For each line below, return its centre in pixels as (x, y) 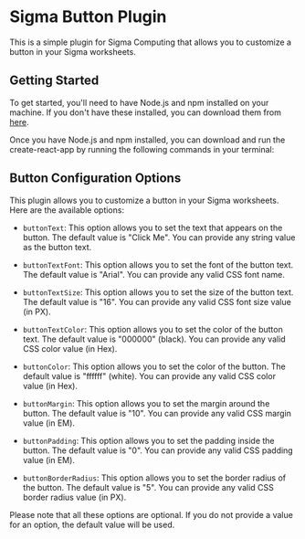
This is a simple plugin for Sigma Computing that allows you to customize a (151, 42)
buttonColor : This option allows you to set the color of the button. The (154, 366)
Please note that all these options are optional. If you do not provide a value (152, 514)
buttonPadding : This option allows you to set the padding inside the (149, 440)
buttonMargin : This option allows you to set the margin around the (146, 403)
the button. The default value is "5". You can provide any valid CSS (148, 487)
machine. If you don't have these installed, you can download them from (145, 112)
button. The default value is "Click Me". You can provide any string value (159, 237)
